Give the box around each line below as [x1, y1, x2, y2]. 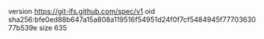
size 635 [39, 23, 67, 32]
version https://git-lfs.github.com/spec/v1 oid [8, 7, 156, 16]
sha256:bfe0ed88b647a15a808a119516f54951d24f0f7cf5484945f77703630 [8, 15, 257, 24]
